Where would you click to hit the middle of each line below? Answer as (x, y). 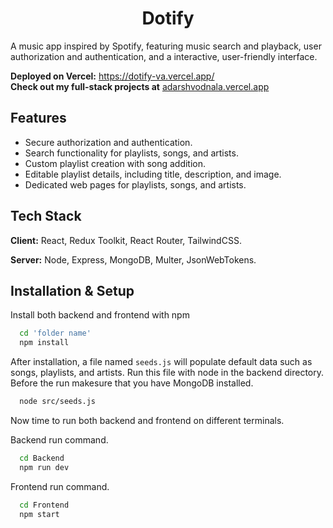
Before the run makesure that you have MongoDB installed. (132, 383)
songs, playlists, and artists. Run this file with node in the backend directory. (167, 373)
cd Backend (42, 458)
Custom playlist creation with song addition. (115, 163)
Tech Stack (46, 216)
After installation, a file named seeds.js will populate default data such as (161, 362)
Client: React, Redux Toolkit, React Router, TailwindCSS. (126, 240)
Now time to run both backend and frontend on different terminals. (147, 420)
